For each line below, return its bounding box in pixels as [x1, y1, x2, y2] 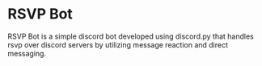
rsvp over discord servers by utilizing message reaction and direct [7, 39, 228, 49]
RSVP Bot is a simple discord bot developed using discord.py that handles [7, 31, 254, 41]
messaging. [7, 48, 46, 58]
